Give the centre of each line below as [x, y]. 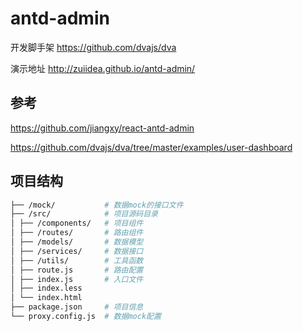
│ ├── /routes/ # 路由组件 [77, 233]
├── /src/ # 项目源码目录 [84, 214]
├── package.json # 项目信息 [77, 307]
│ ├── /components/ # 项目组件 [77, 223]
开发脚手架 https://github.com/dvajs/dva [93, 47]
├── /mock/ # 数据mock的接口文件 [97, 205]
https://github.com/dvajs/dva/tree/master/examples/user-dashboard [151, 147]
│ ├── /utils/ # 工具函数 [77, 260]
